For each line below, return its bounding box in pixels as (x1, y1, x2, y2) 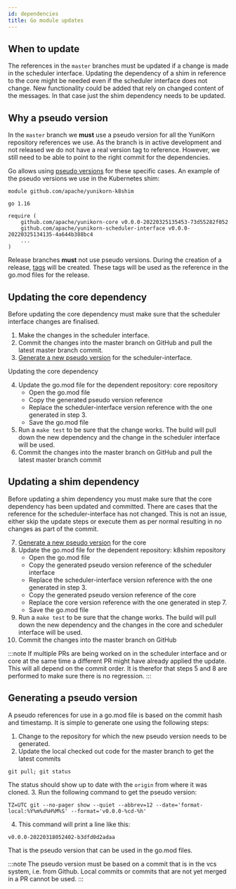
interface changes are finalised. (8, 317, 100, 325)
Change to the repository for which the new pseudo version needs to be (18, 732, 227, 740)
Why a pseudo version (8, 112, 108, 124)
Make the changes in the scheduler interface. (18, 330, 150, 339)
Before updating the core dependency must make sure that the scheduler (8, 309, 221, 318)
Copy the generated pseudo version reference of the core (28, 590, 197, 599)
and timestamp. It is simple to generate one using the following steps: (8, 718, 209, 726)
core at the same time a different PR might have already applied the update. (8, 657, 227, 665)
